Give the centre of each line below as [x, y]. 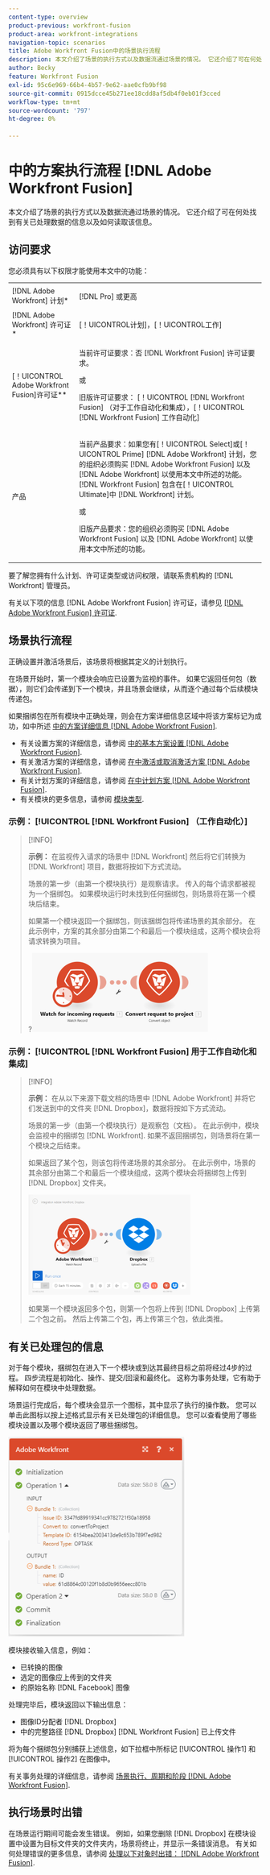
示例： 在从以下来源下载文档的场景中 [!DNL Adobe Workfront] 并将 [138, 1098]
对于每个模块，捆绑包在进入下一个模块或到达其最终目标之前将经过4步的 [127, 1367]
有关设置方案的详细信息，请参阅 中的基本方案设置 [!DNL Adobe [124, 743]
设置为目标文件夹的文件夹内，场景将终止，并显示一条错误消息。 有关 [136, 1843]
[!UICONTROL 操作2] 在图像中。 [61, 1759]
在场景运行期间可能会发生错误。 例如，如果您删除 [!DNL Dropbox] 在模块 [129, 1833]
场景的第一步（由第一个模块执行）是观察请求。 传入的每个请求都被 [138, 883]
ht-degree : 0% [32, 119]
